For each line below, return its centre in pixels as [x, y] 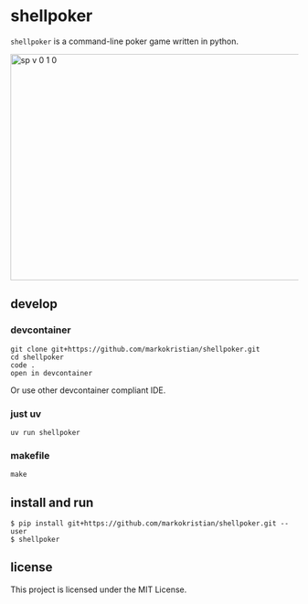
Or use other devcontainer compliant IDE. [88, 390]
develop [34, 304]
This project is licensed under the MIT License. [99, 589]
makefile [30, 455]
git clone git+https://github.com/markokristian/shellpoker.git [135, 349]
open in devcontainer [52, 373]
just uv [26, 414]
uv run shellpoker [45, 432]
